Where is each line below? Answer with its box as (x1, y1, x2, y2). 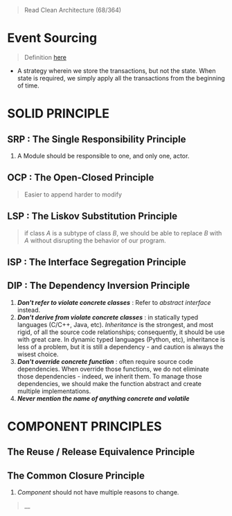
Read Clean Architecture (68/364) (24, 6, 122, 14)
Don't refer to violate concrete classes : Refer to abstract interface (17, 298, 211, 306)
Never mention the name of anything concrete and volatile (17, 394, 190, 402)
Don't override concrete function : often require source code (17, 357, 193, 365)
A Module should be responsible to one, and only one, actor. (17, 151, 190, 160)
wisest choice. (17, 350, 59, 358)
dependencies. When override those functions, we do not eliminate (17, 365, 209, 373)
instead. (17, 306, 41, 314)
